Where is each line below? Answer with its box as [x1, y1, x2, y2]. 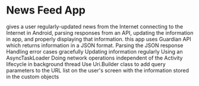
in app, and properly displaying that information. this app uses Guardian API [6, 35, 191, 42]
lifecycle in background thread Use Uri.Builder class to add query [6, 60, 166, 68]
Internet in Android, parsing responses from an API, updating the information [6, 29, 194, 36]
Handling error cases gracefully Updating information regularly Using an [6, 48, 183, 55]
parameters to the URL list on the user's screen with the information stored [6, 67, 189, 74]
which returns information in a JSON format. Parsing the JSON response [6, 42, 184, 49]
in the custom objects [6, 73, 59, 80]
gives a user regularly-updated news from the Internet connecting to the [6, 23, 183, 30]
